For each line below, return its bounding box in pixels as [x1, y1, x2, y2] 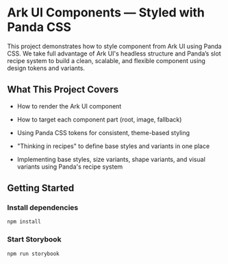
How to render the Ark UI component [16, 101, 122, 110]
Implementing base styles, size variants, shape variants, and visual [16, 155, 205, 163]
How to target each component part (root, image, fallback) [16, 115, 182, 123]
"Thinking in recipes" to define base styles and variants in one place [16, 142, 210, 150]
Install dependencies [7, 203, 79, 213]
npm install [7, 218, 41, 226]
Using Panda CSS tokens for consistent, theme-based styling [16, 128, 190, 136]
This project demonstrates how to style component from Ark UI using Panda [7, 42, 222, 50]
